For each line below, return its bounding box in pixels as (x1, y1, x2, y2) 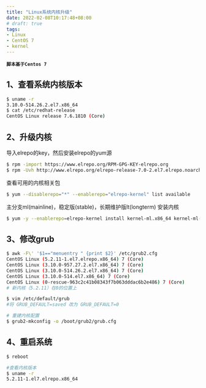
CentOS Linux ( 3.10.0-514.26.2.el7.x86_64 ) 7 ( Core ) (6, 268, 144, 274)
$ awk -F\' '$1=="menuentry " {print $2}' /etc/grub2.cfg (6, 250, 158, 257)
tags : (6, 26, 20, 33)
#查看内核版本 (6, 365, 37, 371)
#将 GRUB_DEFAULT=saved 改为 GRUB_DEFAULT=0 (6, 301, 120, 308)
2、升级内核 (6, 131, 52, 142)
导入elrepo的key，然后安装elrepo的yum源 (6, 149, 112, 157)
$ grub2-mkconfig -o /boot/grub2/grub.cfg (6, 319, 116, 325)
